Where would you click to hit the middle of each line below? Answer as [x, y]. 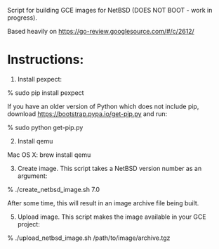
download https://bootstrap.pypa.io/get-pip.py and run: [87, 114]
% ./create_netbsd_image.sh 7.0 [54, 189]
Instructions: [46, 60]
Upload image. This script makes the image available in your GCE [112, 217]
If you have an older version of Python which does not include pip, [103, 106]
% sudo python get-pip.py [45, 127]
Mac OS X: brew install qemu [49, 155]
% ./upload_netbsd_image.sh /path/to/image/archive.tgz [89, 238]
